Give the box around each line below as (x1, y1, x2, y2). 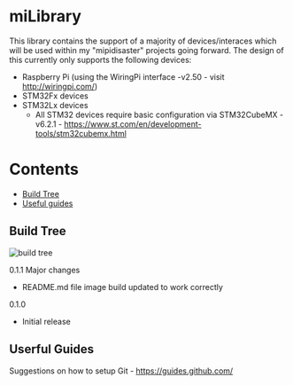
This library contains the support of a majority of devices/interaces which (9, 35, 277, 46)
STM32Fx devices (21, 90, 89, 101)
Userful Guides (9, 342, 95, 357)
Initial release (21, 316, 71, 326)
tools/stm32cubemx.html (35, 128, 127, 138)
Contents (9, 160, 80, 179)
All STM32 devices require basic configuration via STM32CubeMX (35, 109, 278, 120)
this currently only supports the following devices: (9, 54, 192, 65)
